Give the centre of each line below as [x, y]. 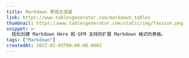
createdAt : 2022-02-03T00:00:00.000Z [54, 46]
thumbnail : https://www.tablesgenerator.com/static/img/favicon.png [95, 23]
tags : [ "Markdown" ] [31, 40]
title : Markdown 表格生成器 [40, 12]
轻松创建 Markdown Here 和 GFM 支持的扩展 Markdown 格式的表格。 [89, 34]
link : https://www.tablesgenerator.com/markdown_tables [78, 18]
